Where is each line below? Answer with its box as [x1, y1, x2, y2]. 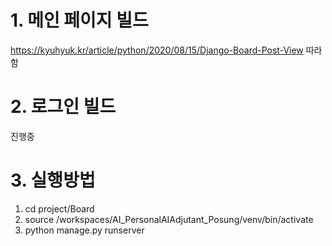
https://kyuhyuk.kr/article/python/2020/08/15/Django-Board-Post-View [10, 44, 304, 56]
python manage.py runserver [24, 224, 145, 236]
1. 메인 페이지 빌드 [10, 9, 149, 32]
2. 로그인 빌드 [10, 96, 117, 118]
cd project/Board [24, 202, 95, 215]
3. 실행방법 [10, 169, 96, 192]
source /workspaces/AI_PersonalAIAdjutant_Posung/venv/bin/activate [24, 213, 314, 225]
